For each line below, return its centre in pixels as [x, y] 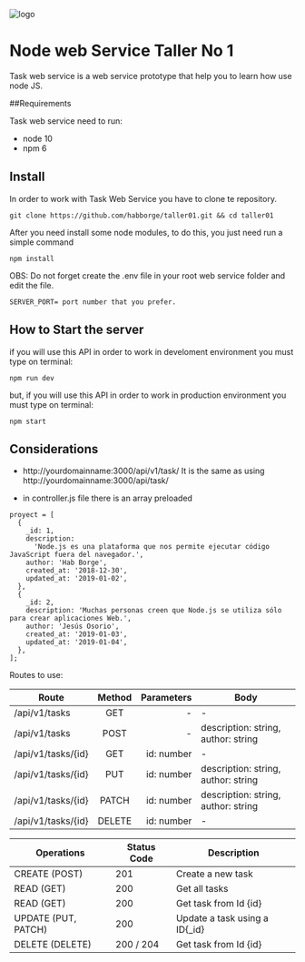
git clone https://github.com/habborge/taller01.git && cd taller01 [142, 215]
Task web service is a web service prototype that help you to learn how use [151, 76]
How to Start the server [77, 330]
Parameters [166, 698]
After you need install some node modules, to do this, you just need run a [146, 232]
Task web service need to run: [66, 121]
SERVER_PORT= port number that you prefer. [93, 302]
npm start [28, 421]
